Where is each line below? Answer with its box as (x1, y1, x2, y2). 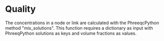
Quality (5, 3, 36, 15)
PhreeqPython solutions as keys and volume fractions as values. (5, 30, 137, 36)
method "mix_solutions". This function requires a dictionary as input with (5, 25, 153, 31)
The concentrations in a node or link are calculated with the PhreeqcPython (5, 20, 160, 26)
